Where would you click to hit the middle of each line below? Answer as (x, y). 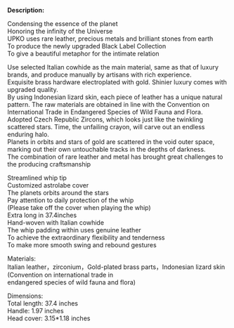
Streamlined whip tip (37, 178)
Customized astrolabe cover (48, 185)
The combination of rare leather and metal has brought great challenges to (115, 157)
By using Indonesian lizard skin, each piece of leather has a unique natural (115, 97)
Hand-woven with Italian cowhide (56, 223)
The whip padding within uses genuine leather (74, 230)
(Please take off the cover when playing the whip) (79, 208)
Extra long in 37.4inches (42, 215)
